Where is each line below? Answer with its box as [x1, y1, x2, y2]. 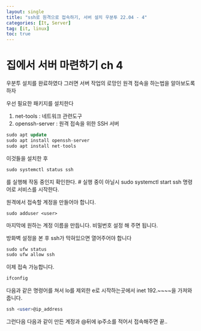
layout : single [6, 8, 44, 15]
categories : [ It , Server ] [6, 20, 71, 26]
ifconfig [6, 275, 28, 281]
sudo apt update [6, 132, 47, 138]
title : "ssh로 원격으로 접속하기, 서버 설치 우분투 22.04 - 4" [6, 14, 148, 20]
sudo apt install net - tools [6, 143, 77, 149]
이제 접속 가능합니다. [6, 263, 55, 271]
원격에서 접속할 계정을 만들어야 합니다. [6, 198, 96, 205]
